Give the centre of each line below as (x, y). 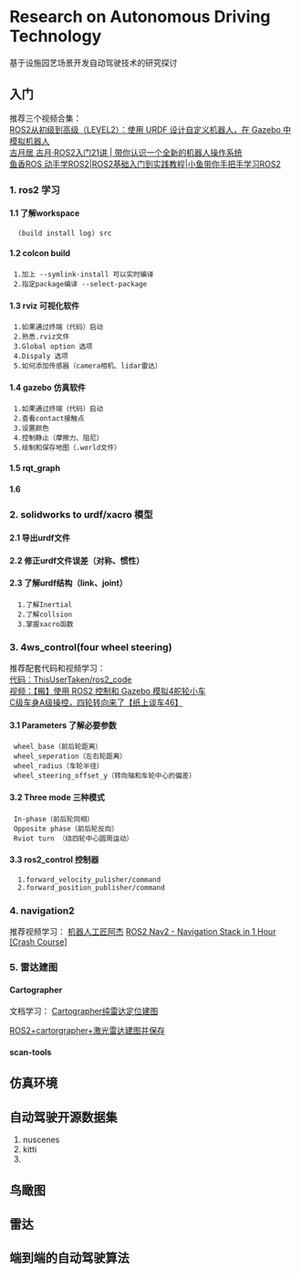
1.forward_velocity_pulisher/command (89, 880)
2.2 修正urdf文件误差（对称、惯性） (77, 561)
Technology (56, 36)
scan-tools (31, 1052)
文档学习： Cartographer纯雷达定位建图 (84, 1011)
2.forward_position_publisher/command (92, 888)
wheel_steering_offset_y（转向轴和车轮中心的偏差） (104, 776)
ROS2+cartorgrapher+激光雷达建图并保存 (88, 1031)
